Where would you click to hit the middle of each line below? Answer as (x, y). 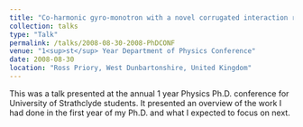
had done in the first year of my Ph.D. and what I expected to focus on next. (150, 113)
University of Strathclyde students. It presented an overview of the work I (146, 103)
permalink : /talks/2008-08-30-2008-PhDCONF (92, 43)
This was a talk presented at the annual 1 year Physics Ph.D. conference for (149, 93)
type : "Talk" (34, 34)
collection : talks (44, 26)
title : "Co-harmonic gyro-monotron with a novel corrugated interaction (149, 18)
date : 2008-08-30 (42, 59)
